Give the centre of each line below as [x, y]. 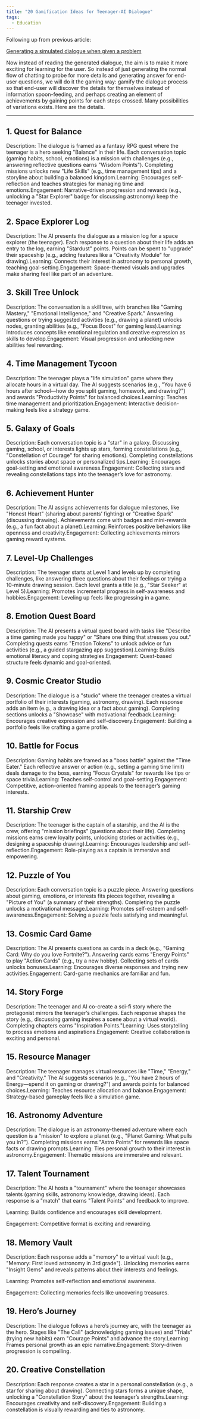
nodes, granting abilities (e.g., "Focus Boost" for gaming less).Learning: [94, 326]
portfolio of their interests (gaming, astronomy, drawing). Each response [95, 701]
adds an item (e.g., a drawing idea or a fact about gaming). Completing [93, 708]
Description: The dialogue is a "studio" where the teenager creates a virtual [99, 695]
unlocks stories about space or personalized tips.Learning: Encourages [93, 462]
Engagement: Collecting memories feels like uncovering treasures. [87, 1293]
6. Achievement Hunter [50, 493]
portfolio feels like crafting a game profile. [57, 727]
